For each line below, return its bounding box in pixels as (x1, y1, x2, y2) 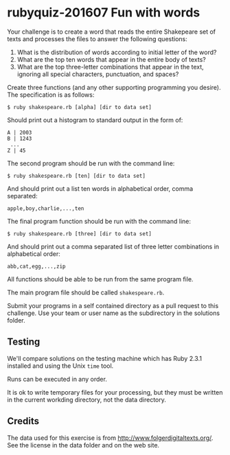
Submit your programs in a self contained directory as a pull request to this (7, 301, 219, 310)
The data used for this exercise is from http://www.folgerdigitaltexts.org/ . (7, 434, 214, 442)
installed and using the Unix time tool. (7, 362, 114, 370)
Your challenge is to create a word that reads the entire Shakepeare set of (7, 27, 216, 36)
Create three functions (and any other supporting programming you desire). (7, 83, 221, 91)
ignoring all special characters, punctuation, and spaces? (16, 70, 179, 78)
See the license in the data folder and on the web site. (7, 441, 160, 449)
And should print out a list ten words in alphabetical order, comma (7, 184, 194, 193)
